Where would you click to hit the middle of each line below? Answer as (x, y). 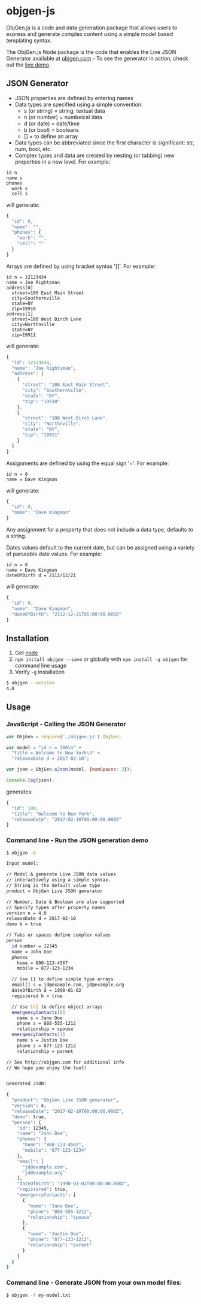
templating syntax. (29, 40)
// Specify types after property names (56, 907)
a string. (16, 536)
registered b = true (37, 996)
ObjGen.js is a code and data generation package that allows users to (92, 28)
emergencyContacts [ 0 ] (39, 1012)
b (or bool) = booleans (51, 129)
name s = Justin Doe (42, 1040)
